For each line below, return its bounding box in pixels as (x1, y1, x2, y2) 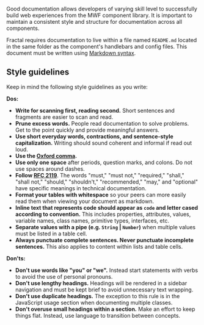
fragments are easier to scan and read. (15, 113, 114, 121)
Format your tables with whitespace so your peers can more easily (15, 191, 186, 198)
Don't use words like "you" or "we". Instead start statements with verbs (15, 266, 199, 274)
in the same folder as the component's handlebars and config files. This (6, 43, 188, 50)
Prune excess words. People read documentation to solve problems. (15, 120, 189, 127)
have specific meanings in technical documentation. (15, 184, 147, 191)
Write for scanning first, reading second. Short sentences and (15, 107, 175, 114)
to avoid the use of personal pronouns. (15, 273, 113, 280)
